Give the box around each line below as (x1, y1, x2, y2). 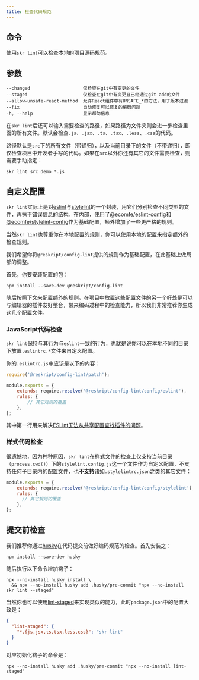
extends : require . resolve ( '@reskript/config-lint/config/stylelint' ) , (17, 485, 195, 491)
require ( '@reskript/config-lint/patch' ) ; (6, 372, 110, 378)
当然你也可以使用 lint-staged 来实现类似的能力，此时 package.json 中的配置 (6, 598, 184, 606)
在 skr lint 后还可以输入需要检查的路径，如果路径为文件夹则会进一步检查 (6, 122, 184, 129)
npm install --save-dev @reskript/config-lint (6, 283, 123, 289)
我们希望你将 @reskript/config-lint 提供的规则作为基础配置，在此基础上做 (6, 251, 187, 258)
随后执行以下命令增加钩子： (6, 565, 74, 572)
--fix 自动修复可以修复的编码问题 (6, 105, 141, 111)
